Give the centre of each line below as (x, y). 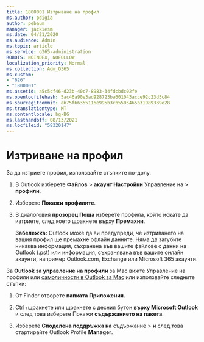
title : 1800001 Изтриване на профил (53, 12)
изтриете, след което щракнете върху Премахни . (80, 221)
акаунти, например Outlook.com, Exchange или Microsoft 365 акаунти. (106, 259)
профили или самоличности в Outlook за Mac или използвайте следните (101, 277)
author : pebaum (26, 23)
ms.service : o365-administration (49, 52)
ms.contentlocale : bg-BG (38, 114)
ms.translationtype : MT (37, 108)
